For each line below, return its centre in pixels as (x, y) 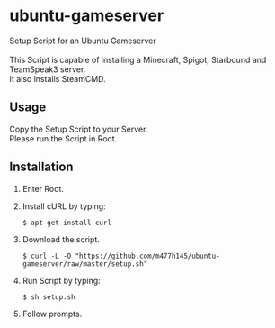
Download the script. (61, 239)
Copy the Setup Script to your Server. (79, 129)
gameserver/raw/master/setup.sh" (85, 264)
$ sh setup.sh (49, 297)
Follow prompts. (52, 314)
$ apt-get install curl (67, 223)
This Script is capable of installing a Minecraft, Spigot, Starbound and (138, 59)
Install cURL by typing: (64, 206)
